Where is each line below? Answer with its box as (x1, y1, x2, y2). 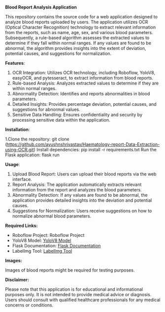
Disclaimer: (5, 277, 30, 282)
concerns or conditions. (5, 302, 54, 308)
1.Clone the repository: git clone (5, 136, 70, 142)
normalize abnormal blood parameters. (12, 213, 92, 219)
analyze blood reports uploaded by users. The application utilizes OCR (5, 19, 148, 25)
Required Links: (5, 223, 38, 228)
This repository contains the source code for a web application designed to (5, 14, 158, 19)
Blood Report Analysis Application (5, 4, 77, 10)
